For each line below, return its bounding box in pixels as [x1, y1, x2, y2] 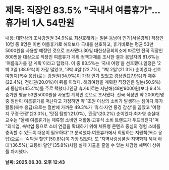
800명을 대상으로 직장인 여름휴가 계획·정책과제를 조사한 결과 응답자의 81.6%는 [5, 53, 160, 60]
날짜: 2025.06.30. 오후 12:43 [5, 159, 65, 165]
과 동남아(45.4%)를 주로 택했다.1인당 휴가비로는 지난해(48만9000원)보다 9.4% [5, 85, 161, 91]
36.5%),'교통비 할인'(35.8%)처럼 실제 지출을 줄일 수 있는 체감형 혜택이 [12, 142, 151, 148]
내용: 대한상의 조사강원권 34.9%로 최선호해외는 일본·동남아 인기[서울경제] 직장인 [5, 35, 164, 41]
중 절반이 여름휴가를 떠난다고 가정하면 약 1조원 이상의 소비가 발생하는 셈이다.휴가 [5, 98, 163, 104]
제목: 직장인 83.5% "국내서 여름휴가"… [5, 5, 161, 16]
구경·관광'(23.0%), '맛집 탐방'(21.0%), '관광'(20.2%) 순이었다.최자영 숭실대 [10, 110, 160, 117]
